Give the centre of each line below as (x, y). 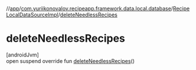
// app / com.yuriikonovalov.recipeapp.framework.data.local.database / (89, 9)
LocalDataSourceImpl (32, 15)
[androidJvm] (23, 55)
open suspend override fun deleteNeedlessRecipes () (70, 61)
